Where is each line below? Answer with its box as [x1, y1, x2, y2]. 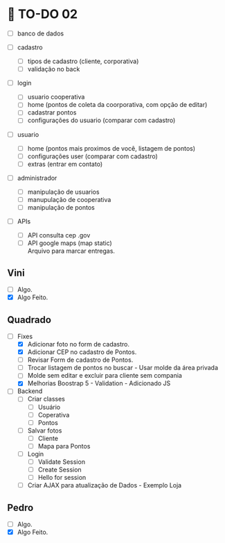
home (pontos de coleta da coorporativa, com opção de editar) [27, 101, 208, 109]
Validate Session [37, 458, 85, 466]
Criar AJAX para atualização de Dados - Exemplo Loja [27, 481, 182, 490]
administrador [17, 174, 57, 182]
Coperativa [37, 410, 70, 419]
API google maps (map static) [27, 239, 112, 247]
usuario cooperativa [27, 93, 85, 101]
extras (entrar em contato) [27, 160, 103, 168]
